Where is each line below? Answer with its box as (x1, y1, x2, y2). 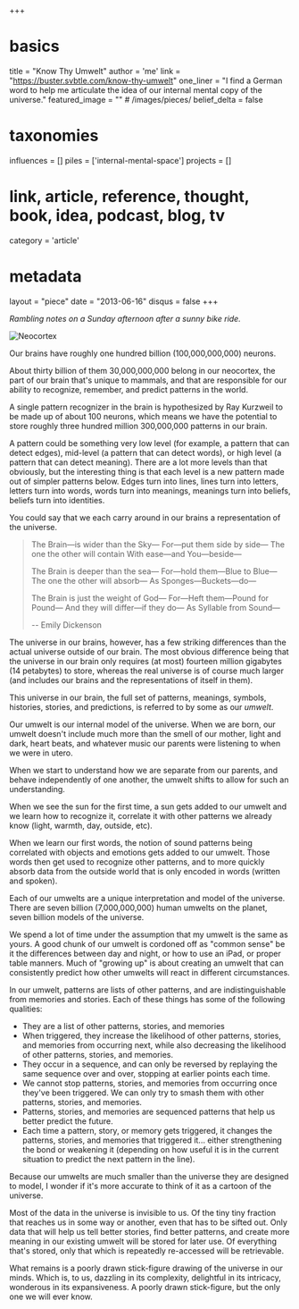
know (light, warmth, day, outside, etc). (9, 820, 154, 831)
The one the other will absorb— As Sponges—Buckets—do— (30, 575, 257, 586)
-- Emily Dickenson (30, 619, 103, 630)
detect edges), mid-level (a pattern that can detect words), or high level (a (9, 447, 282, 458)
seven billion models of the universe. (9, 911, 145, 922)
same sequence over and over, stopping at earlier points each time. (21, 1068, 270, 1078)
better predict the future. (21, 1115, 113, 1127)
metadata (9, 266, 82, 286)
